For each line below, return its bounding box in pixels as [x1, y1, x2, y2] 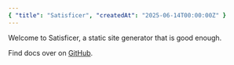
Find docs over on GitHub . [8, 48, 93, 57]
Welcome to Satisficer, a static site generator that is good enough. [8, 33, 222, 42]
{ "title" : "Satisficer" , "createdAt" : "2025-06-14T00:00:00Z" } [8, 11, 226, 20]
